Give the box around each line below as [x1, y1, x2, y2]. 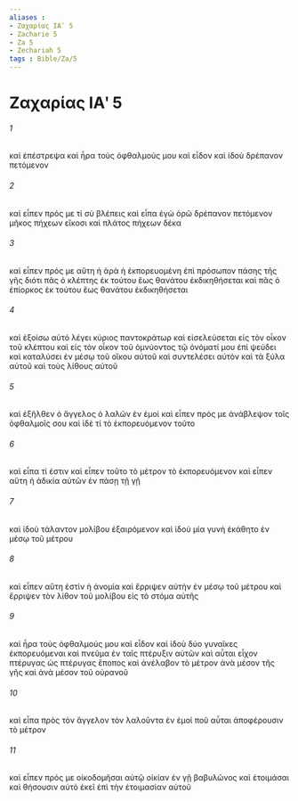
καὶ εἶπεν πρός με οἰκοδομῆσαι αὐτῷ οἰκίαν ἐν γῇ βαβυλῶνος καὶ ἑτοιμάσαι [9, 772, 290, 783]
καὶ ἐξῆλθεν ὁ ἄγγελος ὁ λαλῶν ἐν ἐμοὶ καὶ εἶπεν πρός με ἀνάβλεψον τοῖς [9, 409, 290, 420]
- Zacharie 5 [9, 29, 58, 38]
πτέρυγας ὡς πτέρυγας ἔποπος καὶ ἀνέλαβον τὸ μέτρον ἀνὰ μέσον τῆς [9, 658, 276, 668]
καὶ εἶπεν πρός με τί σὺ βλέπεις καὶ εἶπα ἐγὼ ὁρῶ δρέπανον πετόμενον [9, 208, 273, 218]
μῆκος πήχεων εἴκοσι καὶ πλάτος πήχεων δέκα [9, 217, 182, 228]
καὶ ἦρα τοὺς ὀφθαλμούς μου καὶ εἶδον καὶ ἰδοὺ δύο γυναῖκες [9, 639, 238, 650]
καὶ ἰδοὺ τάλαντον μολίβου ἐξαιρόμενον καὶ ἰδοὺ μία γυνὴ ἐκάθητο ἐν [9, 523, 270, 535]
